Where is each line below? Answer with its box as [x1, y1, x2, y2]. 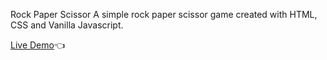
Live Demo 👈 [10, 39, 66, 51]
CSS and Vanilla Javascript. [10, 19, 124, 31]
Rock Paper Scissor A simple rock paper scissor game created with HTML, [10, 9, 318, 20]
